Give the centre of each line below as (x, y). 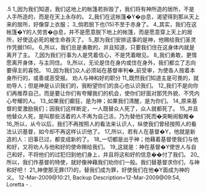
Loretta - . (19, 184)
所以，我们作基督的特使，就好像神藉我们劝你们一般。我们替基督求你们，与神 (103, 162)
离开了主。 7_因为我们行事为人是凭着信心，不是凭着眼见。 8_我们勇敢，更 (99, 55)
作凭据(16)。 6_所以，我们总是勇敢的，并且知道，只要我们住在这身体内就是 (101, 47)
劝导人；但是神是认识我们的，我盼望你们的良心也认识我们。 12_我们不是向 (100, 85)
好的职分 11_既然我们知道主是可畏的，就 (149, 78)
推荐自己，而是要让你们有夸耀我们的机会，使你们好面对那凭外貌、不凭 (105, 93)
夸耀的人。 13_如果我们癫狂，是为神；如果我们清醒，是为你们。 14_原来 (101, 101)
